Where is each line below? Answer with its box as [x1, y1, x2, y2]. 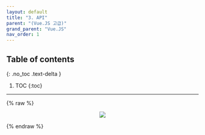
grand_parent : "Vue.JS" [6, 26, 67, 32]
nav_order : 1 [6, 32, 40, 38]
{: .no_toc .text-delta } [6, 70, 62, 77]
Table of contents [6, 54, 74, 64]
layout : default [6, 9, 48, 15]
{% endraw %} [6, 122, 44, 130]
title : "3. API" [6, 15, 48, 21]
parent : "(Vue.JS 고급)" [6, 20, 67, 26]
